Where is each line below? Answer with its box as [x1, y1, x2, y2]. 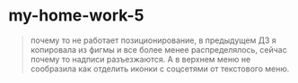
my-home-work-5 [8, 5, 145, 26]
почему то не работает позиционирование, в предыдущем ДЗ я [30, 35, 277, 46]
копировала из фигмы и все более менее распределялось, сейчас [30, 44, 288, 54]
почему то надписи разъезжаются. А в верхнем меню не [30, 54, 251, 64]
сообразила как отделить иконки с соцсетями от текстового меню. [30, 63, 290, 74]
